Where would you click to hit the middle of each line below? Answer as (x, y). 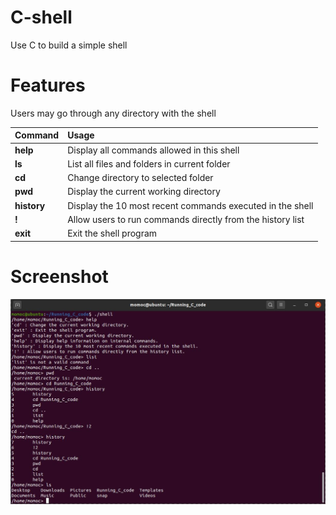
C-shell (41, 17)
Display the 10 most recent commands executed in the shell (190, 205)
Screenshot (59, 276)
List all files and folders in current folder (149, 163)
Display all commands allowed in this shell (153, 150)
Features (48, 85)
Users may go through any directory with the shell (113, 113)
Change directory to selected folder (140, 178)
